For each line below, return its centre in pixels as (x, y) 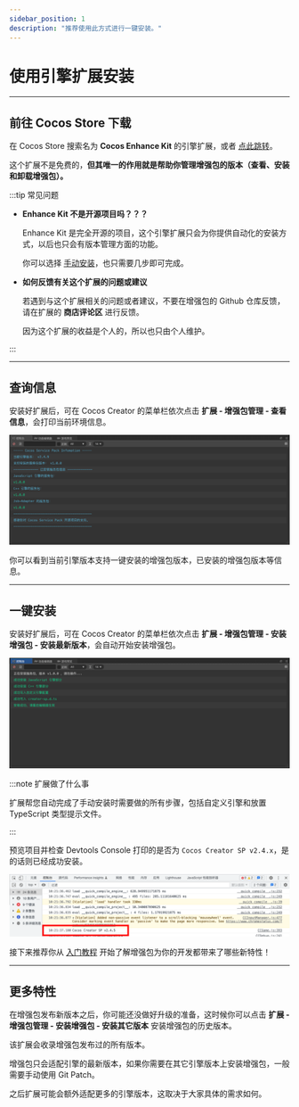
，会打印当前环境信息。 (68, 422)
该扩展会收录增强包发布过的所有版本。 (79, 1045)
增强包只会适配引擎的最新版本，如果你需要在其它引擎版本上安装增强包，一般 (149, 1064)
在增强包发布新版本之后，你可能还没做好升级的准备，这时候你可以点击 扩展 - (149, 1015)
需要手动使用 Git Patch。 (54, 1075)
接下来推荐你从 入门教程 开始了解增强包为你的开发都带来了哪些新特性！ (140, 952)
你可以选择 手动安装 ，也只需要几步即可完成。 (105, 263)
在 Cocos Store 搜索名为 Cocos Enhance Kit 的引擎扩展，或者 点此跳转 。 (143, 146)
